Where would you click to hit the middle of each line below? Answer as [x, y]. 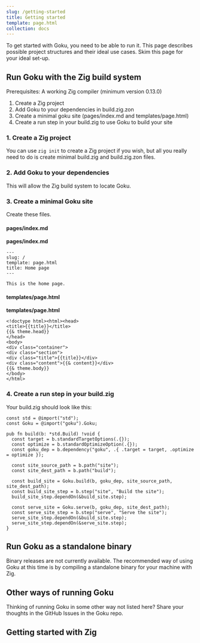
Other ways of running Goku [60, 592]
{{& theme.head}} [28, 332]
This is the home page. [36, 284]
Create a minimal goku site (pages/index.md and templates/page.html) [102, 116]
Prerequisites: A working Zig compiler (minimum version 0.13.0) [84, 92]
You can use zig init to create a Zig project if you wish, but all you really [97, 151]
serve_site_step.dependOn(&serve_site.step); [69, 523]
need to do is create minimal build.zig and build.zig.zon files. [81, 157]
